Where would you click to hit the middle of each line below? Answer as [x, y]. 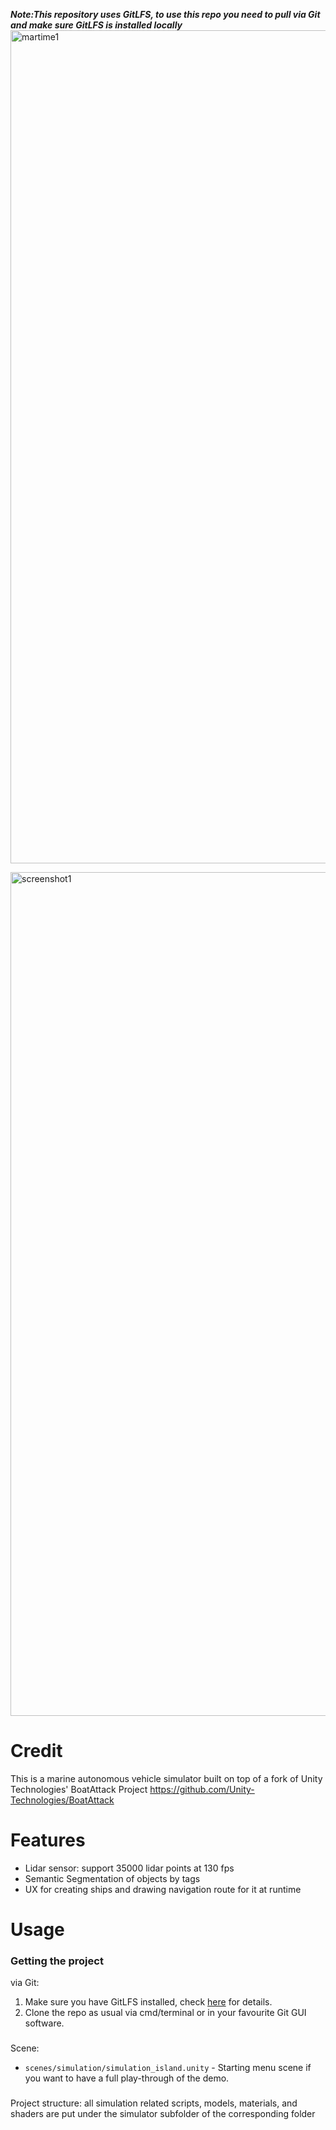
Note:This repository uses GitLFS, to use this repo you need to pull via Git [165, 14]
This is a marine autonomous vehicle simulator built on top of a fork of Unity [166, 1778]
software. [44, 2023]
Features [48, 1840]
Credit [36, 1751]
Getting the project [57, 1961]
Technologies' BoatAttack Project [79, 1789]
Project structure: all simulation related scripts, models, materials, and [154, 2103]
